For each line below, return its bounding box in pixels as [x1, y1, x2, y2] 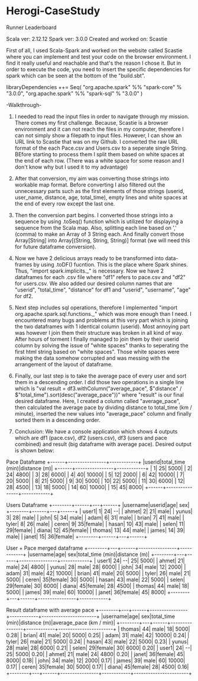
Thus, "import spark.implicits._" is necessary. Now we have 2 [14, 267, 164, 274]
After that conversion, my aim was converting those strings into [14, 175, 170, 182]
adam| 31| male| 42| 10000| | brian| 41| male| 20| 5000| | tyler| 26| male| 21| [6, 569, 191, 577]
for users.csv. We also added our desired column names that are [14, 280, 173, 287]
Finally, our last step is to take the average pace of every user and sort [14, 372, 187, 379]
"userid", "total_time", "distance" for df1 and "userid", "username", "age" [14, 286, 191, 293]
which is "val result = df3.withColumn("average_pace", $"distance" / [14, 385, 182, 392]
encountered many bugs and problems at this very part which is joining [14, 316, 188, 324]
